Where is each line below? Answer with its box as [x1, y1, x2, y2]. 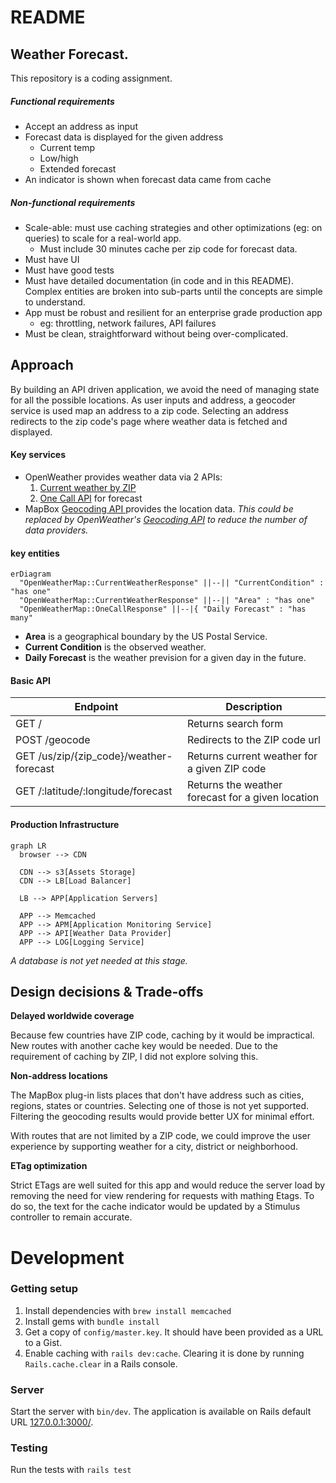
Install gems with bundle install [24, 1315, 160, 1327]
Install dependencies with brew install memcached [24, 1304, 232, 1316]
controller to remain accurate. [10, 1211, 133, 1223]
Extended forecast [39, 162, 117, 175]
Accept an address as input [24, 120, 138, 132]
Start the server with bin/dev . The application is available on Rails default [10, 1406, 312, 1418]
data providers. [24, 524, 89, 536]
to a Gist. [24, 1336, 63, 1348]
